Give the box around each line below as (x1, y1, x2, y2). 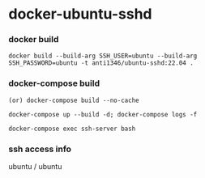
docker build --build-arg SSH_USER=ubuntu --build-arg (8, 52, 198, 61)
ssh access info (8, 143, 71, 155)
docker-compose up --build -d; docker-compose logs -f (8, 110, 198, 118)
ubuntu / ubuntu (8, 162, 62, 172)
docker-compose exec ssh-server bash (8, 125, 136, 133)
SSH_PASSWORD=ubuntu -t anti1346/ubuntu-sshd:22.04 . (8, 59, 194, 67)
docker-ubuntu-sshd (8, 5, 152, 23)
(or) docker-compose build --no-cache (8, 96, 139, 104)
